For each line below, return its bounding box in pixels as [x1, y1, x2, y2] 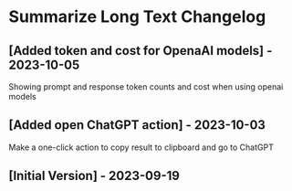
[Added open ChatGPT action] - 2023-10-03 [8, 117, 266, 133]
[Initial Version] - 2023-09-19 [8, 168, 180, 184]
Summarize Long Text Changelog [8, 6, 266, 27]
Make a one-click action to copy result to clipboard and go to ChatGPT [8, 142, 275, 153]
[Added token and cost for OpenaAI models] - [8, 43, 273, 58]
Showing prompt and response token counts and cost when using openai [8, 81, 284, 92]
